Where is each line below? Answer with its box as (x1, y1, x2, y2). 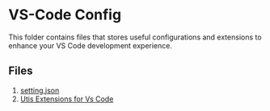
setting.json (19, 85, 60, 95)
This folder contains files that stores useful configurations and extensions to (8, 32, 262, 42)
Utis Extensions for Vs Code (19, 94, 114, 104)
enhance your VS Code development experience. (8, 40, 172, 50)
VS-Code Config (8, 6, 122, 24)
